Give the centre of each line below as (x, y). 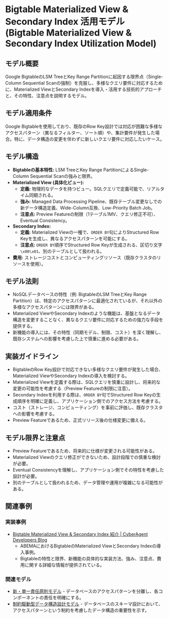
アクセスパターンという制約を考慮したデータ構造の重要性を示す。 (81, 610)
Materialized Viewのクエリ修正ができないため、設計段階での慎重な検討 (87, 457)
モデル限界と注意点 (35, 438)
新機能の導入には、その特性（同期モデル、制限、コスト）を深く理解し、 (88, 333)
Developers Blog (30, 540)
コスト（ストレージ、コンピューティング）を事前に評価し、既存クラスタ (88, 408)
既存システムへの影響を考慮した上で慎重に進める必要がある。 (77, 339)
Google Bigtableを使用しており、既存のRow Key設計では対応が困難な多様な (84, 126)
